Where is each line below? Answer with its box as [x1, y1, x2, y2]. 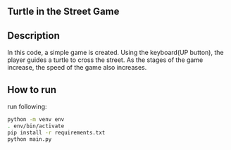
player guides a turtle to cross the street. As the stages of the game [7, 56, 204, 64]
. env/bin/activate [7, 123, 65, 130]
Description [7, 30, 60, 42]
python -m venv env [7, 116, 65, 123]
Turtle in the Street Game [7, 6, 120, 18]
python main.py [7, 135, 52, 143]
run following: [7, 102, 47, 111]
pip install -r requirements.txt [7, 129, 106, 136]
